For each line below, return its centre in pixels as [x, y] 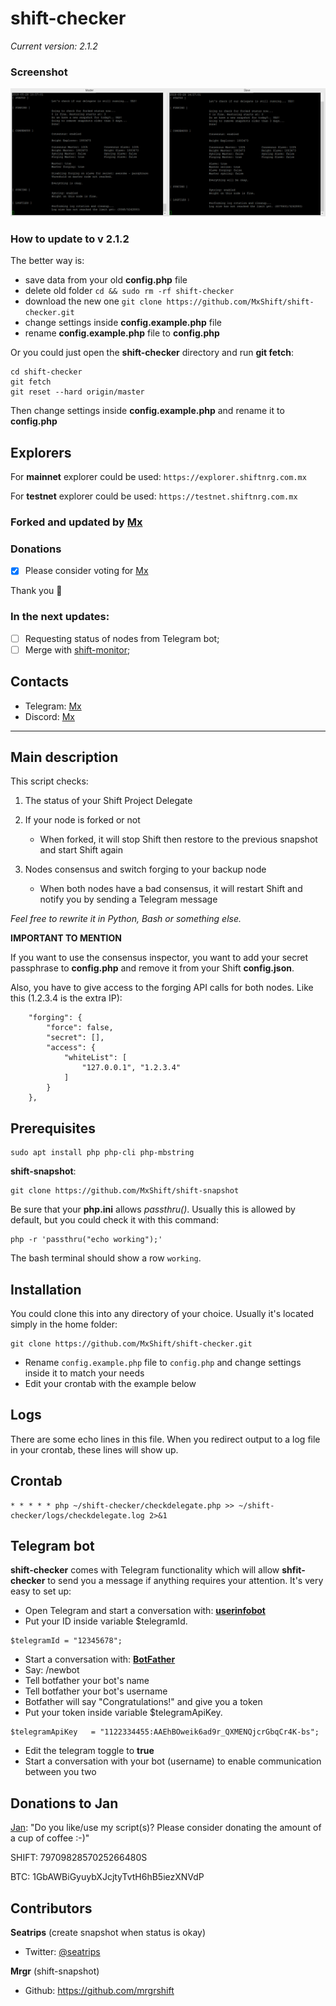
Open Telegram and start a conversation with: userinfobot [145, 1611]
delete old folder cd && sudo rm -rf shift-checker [129, 291]
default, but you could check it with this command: [114, 1220]
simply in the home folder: [64, 1324]
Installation [46, 1289]
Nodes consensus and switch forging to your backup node [145, 869]
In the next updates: [60, 617]
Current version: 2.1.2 [54, 46]
